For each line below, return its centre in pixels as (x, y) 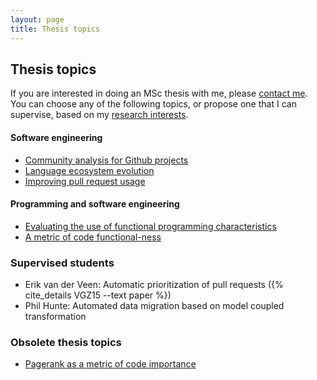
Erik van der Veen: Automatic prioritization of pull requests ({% (154, 285)
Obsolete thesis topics (66, 342)
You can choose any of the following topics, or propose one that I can (153, 104)
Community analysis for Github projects (106, 160)
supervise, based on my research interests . (99, 115)
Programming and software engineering (95, 204)
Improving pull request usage (85, 181)
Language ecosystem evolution (89, 170)
